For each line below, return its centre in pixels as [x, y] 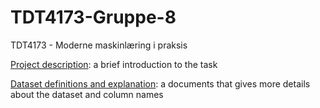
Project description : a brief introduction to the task [114, 64]
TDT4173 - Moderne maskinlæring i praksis [99, 45]
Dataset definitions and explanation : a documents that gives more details [160, 83]
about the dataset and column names [87, 94]
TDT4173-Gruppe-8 [93, 17]
